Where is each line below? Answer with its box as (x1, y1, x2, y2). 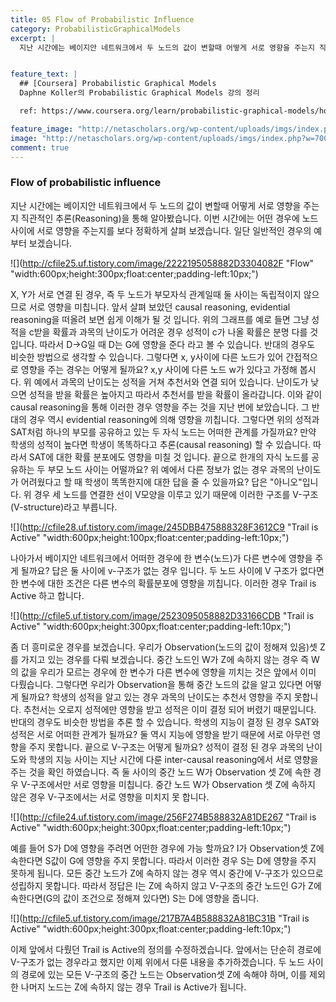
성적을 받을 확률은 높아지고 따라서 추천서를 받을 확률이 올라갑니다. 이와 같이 (28, 388, 323, 400)
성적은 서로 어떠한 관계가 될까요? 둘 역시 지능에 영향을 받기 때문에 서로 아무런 (10, 728, 311, 740)
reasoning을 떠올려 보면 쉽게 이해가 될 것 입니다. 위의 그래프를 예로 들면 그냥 (10, 313, 310, 325)
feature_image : (10, 124, 74, 134)
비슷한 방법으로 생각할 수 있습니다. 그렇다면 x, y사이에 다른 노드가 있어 (10, 351, 284, 363)
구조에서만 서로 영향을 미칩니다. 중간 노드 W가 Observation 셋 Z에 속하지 (30, 778, 316, 790)
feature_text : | (10, 69, 78, 80)
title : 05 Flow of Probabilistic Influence (10, 14, 195, 25)
